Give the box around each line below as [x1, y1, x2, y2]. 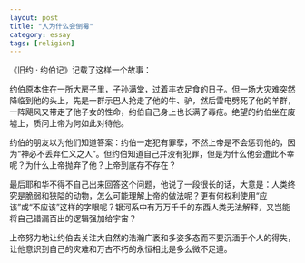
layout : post [9, 13, 59, 23]
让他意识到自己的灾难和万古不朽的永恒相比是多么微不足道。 [9, 244, 232, 255]
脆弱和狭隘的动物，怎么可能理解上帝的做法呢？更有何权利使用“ [25, 190, 261, 201]
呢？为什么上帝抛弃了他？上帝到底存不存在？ [9, 160, 177, 170]
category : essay [9, 30, 71, 39]
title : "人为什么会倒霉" [9, 22, 93, 31]
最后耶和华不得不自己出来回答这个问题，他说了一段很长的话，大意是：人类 [9, 179, 288, 190]
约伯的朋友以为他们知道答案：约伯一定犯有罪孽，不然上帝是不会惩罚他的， [9, 137, 288, 148]
